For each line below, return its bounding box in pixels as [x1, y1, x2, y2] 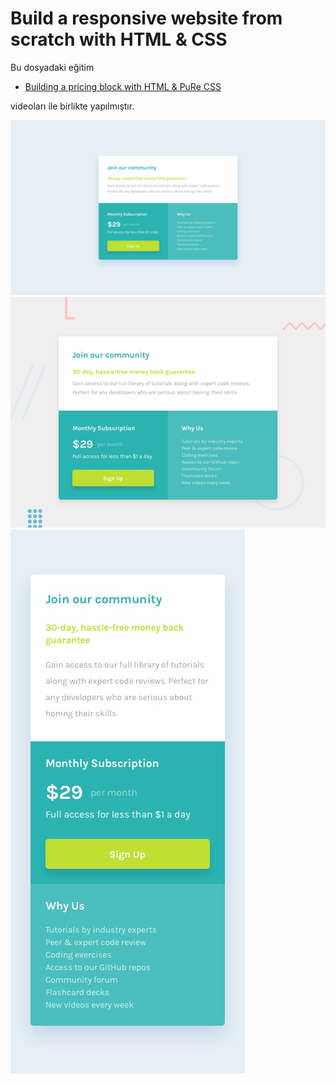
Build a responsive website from [10, 7, 283, 30]
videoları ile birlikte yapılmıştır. [10, 100, 135, 112]
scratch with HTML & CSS [10, 28, 228, 51]
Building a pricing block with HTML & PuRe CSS [24, 80, 222, 92]
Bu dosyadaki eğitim [10, 61, 95, 73]
